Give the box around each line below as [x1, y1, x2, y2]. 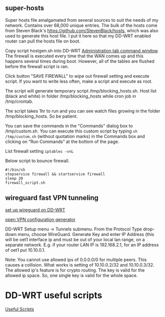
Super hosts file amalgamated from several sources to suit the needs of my [5, 17, 159, 23]
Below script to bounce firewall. [5, 158, 70, 164]
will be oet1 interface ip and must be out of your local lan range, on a [5, 236, 145, 242]
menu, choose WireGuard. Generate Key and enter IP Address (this [17, 231, 155, 237]
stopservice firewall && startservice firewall [5, 172, 106, 177]
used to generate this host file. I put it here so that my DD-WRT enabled [5, 33, 151, 39]
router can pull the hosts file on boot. [5, 38, 81, 44]
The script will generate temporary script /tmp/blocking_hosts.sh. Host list [5, 88, 157, 93]
